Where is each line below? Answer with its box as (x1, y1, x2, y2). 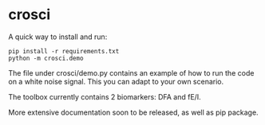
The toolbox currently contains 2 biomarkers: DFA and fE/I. (8, 92, 201, 101)
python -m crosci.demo (8, 54, 84, 62)
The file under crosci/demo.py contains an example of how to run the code (8, 68, 255, 77)
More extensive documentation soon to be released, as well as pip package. (8, 107, 259, 117)
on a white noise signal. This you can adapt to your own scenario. (8, 76, 224, 86)
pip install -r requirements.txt (8, 47, 120, 55)
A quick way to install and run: (8, 32, 108, 41)
